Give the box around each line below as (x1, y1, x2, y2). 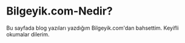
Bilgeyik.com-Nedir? (6, 4, 113, 18)
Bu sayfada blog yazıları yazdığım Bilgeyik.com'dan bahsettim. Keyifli (6, 24, 179, 31)
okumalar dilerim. (6, 30, 50, 38)
